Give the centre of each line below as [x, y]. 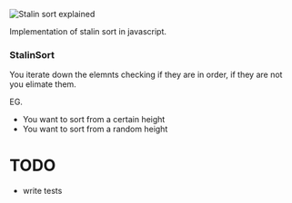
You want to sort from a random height [95, 129]
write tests [42, 191]
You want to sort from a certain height [94, 120]
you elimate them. [43, 84]
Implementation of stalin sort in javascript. [88, 31]
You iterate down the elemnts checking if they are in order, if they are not [146, 75]
